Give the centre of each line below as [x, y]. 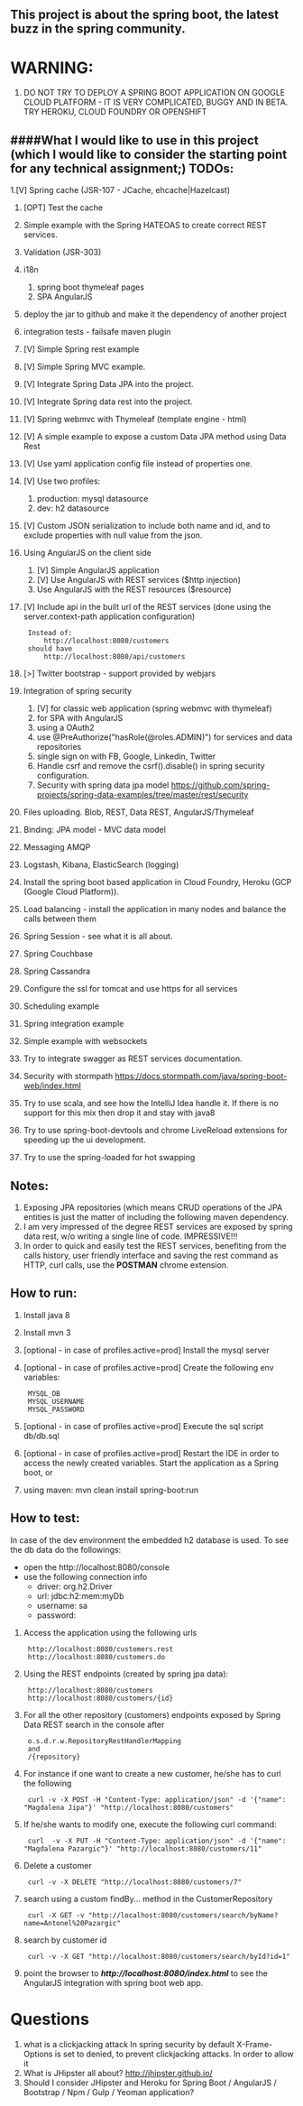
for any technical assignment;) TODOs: [122, 168]
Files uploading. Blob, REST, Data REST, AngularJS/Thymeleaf [139, 812]
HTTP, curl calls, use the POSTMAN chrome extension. [126, 1265]
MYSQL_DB [44, 1393]
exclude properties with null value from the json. [113, 535]
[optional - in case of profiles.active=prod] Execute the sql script [143, 1426]
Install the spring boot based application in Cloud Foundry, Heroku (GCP [157, 882]
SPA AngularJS [64, 297]
